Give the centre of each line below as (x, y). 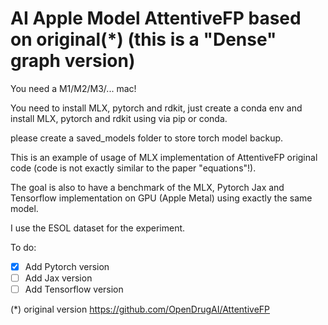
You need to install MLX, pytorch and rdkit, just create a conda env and (156, 108)
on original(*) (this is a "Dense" (143, 39)
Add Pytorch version (67, 266)
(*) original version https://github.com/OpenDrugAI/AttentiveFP (140, 309)
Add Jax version (58, 278)
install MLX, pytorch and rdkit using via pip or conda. (119, 118)
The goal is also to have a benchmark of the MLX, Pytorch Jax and (147, 187)
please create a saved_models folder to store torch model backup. (147, 138)
